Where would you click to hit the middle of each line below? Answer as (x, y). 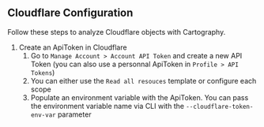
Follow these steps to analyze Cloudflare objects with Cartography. (117, 32)
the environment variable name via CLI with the (107, 106)
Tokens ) (43, 72)
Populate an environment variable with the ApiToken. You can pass (140, 97)
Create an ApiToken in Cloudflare (73, 47)
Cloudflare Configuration (70, 13)
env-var (43, 115)
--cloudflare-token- (220, 106)
